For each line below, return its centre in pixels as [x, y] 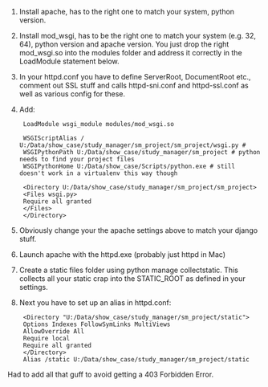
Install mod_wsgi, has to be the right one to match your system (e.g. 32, [138, 36]
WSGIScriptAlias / [54, 138]
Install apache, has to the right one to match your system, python [126, 12]
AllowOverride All [54, 332]
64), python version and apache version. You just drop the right [124, 44]
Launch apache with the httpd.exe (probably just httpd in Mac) [122, 255]
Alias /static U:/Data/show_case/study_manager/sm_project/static [136, 360]
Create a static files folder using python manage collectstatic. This [128, 270]
